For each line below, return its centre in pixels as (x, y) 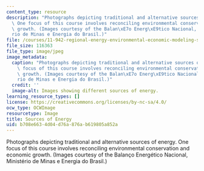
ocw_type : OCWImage (31, 108)
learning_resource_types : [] (43, 96)
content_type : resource (36, 12)
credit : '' (25, 85)
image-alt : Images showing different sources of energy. (85, 91)
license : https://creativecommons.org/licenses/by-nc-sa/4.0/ (87, 102)
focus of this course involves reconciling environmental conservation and (98, 149)
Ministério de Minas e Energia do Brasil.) (57, 161)
